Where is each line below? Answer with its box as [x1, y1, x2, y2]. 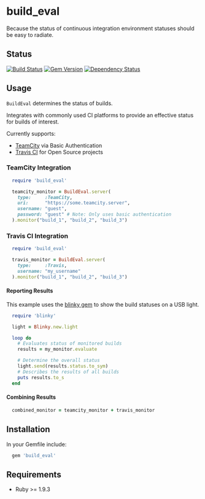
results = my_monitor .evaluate [17, 346, 98, 353]
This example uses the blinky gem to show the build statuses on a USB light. [6, 301, 199, 308]
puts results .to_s [17, 374, 64, 380]
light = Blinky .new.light [12, 324, 79, 330]
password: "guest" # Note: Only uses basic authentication [17, 211, 172, 218]
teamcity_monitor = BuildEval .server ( [12, 189, 112, 195]
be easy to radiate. [6, 31, 54, 38]
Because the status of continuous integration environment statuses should [6, 25, 195, 32]
